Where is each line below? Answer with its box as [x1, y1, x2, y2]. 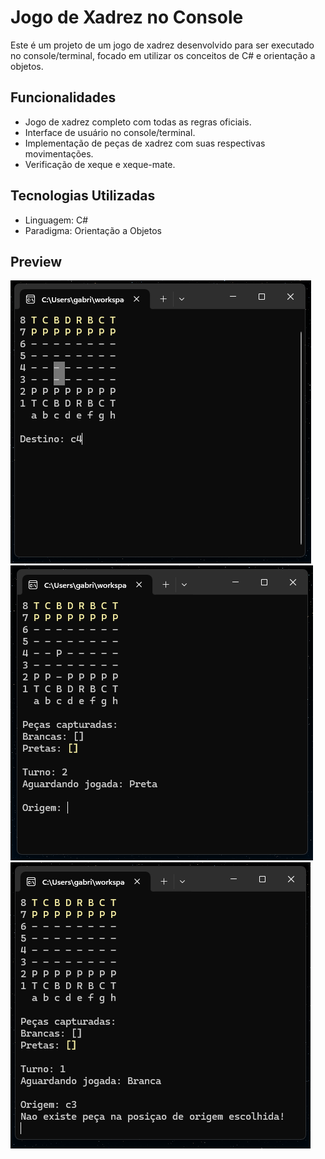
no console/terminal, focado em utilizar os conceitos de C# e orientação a [10, 49, 316, 61]
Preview [10, 253, 63, 270]
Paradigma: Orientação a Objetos [24, 224, 163, 236]
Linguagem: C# [24, 214, 89, 226]
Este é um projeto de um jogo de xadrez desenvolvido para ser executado [10, 39, 315, 51]
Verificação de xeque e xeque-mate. [24, 158, 176, 170]
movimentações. [24, 147, 94, 160]
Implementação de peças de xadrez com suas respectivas [24, 137, 266, 149]
